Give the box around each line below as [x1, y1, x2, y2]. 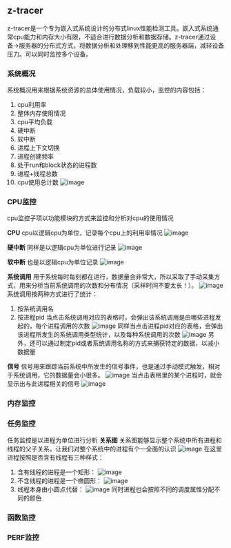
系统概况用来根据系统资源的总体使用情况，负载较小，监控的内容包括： [7, 86, 207, 95]
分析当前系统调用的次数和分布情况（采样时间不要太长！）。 [30, 282, 198, 290]
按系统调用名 [17, 304, 54, 313]
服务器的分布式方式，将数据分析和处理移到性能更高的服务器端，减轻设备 [19, 41, 225, 50]
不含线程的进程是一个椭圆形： [17, 476, 102, 485]
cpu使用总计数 [17, 178, 59, 186]
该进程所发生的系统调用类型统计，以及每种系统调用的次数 [17, 331, 181, 339]
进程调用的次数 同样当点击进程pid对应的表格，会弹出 [47, 322, 223, 330]
